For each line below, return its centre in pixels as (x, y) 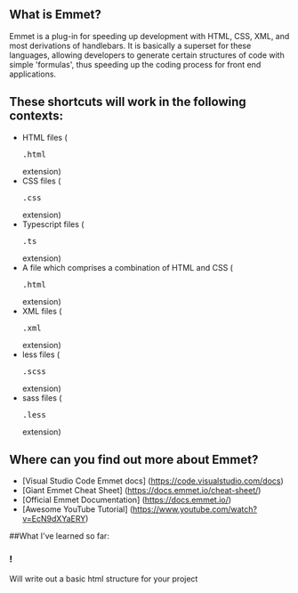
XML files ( (42, 311)
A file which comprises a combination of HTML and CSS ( (128, 267)
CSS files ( (41, 181)
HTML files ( (45, 137)
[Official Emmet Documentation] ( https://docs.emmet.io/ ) (127, 500)
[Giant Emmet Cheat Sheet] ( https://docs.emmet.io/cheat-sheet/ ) (141, 491)
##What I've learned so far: (59, 536)
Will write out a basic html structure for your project (104, 579)
